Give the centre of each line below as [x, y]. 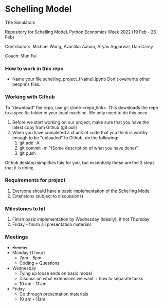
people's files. [26, 84]
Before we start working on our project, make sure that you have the [81, 122]
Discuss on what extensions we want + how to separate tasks [81, 279]
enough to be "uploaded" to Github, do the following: [65, 138]
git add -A [29, 143]
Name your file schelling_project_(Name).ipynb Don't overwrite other [81, 79]
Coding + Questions [39, 263]
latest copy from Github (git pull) [45, 127]
